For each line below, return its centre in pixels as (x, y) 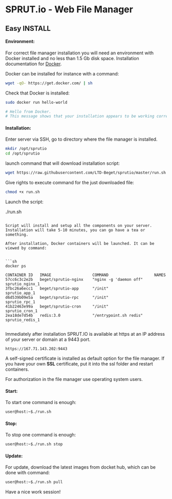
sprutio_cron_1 (21, 311)
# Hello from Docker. (28, 111)
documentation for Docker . (34, 64)
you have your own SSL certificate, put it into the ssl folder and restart (79, 363)
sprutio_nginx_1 (23, 284)
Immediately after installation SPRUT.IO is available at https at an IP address (85, 334)
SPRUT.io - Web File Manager (69, 9)
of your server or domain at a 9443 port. (48, 339)
